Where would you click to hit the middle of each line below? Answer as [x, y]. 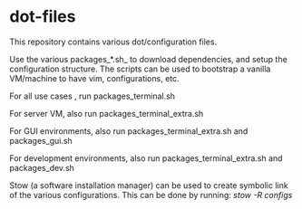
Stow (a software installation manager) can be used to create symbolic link [149, 185]
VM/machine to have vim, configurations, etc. [94, 78]
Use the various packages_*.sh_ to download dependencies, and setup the [148, 59]
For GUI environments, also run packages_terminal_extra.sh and [129, 131]
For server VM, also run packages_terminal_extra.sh [107, 113]
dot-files [43, 17]
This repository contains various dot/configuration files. [113, 42]
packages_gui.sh [41, 140]
